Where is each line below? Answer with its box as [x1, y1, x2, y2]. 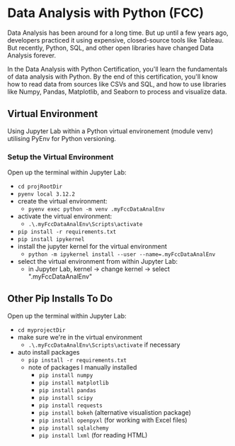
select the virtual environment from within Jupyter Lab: [17, 257, 178, 266]
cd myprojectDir [17, 326, 66, 334]
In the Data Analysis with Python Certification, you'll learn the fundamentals [7, 65, 228, 73]
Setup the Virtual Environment [7, 152, 114, 162]
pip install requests [38, 402, 103, 409]
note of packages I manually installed [28, 363, 137, 372]
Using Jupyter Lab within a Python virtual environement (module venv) [7, 126, 214, 135]
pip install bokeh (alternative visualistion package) [38, 408, 191, 416]
